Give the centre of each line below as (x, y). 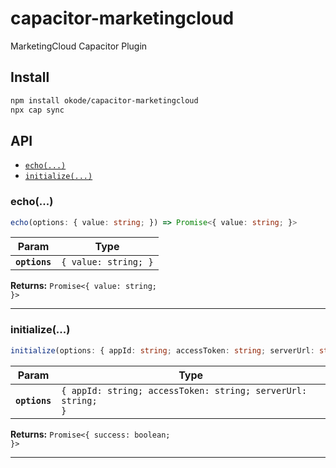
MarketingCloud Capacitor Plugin (79, 46)
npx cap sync (37, 110)
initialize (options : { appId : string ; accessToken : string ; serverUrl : (162, 350)
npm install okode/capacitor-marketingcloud (104, 100)
